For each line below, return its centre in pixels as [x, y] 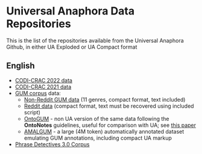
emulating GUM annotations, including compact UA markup [98, 138]
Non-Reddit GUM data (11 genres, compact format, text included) [105, 99]
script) [32, 112]
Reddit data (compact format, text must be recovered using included [109, 106]
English [21, 66]
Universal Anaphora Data [70, 11]
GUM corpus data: [38, 93]
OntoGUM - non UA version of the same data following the [96, 119]
